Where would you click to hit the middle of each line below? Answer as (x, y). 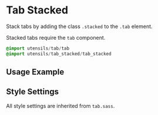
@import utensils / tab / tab (38, 48)
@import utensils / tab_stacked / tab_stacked (59, 54)
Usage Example (35, 72)
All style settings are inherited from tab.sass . (60, 106)
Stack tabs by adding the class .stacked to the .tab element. (79, 26)
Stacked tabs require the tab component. (56, 37)
